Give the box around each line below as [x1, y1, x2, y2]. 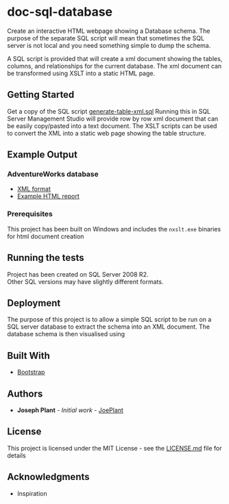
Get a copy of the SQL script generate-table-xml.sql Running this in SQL [7, 107, 211, 115]
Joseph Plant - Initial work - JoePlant [16, 405, 123, 414]
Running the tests [7, 252, 84, 264]
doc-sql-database [7, 4, 113, 20]
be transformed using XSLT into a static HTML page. [7, 69, 156, 77]
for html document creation [7, 232, 84, 240]
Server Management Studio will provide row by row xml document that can [7, 114, 219, 123]
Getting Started [7, 89, 75, 101]
